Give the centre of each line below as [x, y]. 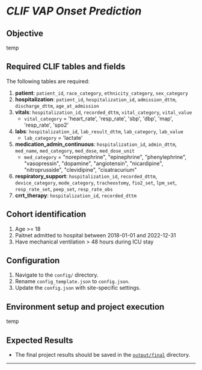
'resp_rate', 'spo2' [46, 125]
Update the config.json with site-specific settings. [78, 288]
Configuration [33, 261]
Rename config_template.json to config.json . [72, 281]
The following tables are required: [48, 81]
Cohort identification [46, 214]
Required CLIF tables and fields [66, 67]
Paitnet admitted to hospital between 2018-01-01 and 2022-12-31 [95, 235]
